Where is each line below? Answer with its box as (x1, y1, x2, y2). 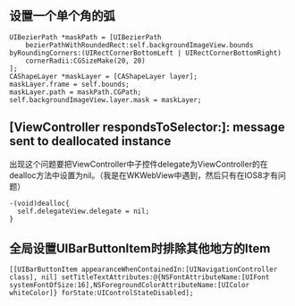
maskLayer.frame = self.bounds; (9, 80, 130, 89)
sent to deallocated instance (9, 133, 172, 149)
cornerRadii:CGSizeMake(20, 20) (25, 56, 146, 65)
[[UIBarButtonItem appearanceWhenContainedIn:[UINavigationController (9, 265, 278, 275)
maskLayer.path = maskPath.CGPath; (9, 88, 142, 97)
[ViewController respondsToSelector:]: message (9, 120, 285, 135)
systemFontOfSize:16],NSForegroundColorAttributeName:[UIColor (9, 281, 250, 290)
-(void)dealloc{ (9, 199, 70, 208)
